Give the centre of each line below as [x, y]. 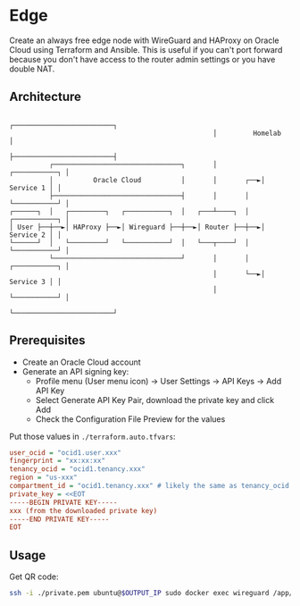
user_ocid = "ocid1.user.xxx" [66, 452]
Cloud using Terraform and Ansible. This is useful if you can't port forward [146, 49]
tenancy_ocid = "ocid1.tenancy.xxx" [77, 469]
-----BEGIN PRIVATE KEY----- [63, 502]
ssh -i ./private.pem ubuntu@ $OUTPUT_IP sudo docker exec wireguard [139, 593]
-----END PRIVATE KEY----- [59, 519]
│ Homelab [247, 133]
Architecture [46, 97]
